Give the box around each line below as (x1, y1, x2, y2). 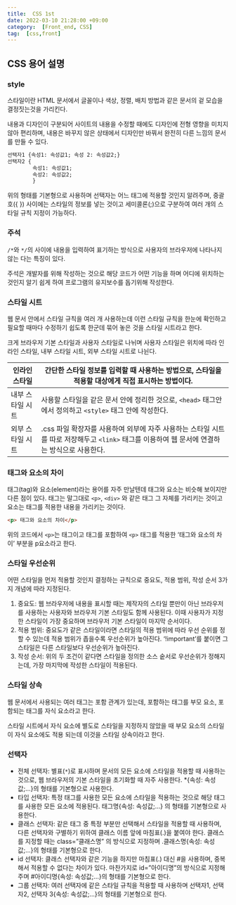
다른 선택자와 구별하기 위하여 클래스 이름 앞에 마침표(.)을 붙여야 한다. (17, 828, 206, 837)
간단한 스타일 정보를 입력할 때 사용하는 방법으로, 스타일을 (44, 365, 222, 375)
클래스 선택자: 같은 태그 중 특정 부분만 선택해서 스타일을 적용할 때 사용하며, (17, 819, 222, 828)
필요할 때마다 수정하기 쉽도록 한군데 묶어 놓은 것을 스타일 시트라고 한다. (7, 323, 202, 331)
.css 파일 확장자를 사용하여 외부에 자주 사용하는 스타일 (41, 423, 211, 433)
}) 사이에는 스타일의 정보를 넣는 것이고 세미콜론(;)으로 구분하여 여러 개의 (19, 200, 216, 208)
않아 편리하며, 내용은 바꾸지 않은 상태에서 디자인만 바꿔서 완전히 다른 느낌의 (7, 128, 214, 137)
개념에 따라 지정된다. (14, 584, 72, 593)
